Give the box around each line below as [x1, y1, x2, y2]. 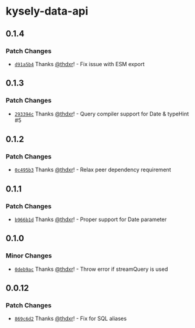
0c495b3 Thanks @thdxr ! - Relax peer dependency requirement [14, 166, 171, 174]
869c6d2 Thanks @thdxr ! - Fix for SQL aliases [14, 315, 127, 323]
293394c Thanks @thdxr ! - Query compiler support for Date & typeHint [14, 110, 189, 117]
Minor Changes [5, 251, 52, 260]
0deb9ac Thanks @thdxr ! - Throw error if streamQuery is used [14, 265, 168, 273]
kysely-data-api [5, 4, 88, 18]
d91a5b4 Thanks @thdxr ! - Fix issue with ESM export [14, 60, 145, 67]
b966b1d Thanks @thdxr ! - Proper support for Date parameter [14, 216, 167, 223]
